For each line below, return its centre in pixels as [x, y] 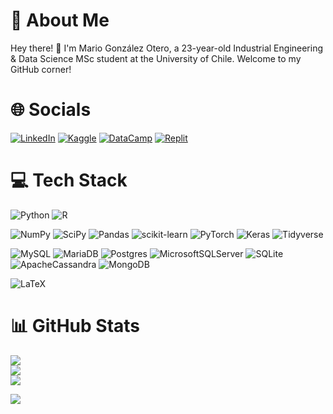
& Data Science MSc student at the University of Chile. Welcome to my [156, 58]
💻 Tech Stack [69, 180]
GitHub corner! [41, 69]
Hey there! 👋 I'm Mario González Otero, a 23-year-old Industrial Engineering [167, 48]
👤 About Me [60, 20]
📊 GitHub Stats [75, 326]
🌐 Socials [51, 110]
